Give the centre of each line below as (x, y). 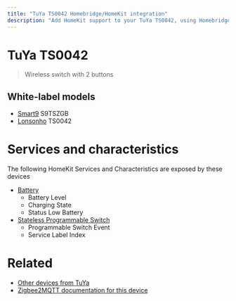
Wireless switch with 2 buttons (69, 75)
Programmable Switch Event (69, 228)
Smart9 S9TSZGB (43, 114)
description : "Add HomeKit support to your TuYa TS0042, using (102, 20)
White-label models (51, 97)
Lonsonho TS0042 (45, 121)
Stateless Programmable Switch (64, 220)
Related (30, 263)
